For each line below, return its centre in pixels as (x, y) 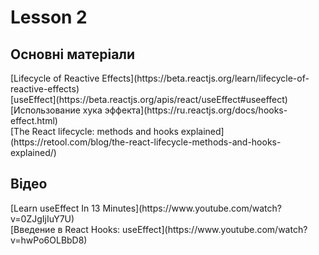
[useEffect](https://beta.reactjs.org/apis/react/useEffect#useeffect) (149, 99)
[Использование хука (56, 110)
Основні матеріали (73, 54)
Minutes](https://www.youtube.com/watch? (192, 208)
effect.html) (34, 120)
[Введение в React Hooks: (65, 229)
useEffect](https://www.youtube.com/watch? (215, 229)
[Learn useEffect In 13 (55, 208)
